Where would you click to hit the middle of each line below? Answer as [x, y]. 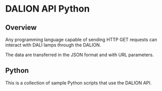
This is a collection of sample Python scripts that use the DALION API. [78, 83]
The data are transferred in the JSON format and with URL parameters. [79, 55]
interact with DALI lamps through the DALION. [53, 45]
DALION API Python [48, 9]
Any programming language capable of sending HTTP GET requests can [81, 39]
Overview [21, 28]
